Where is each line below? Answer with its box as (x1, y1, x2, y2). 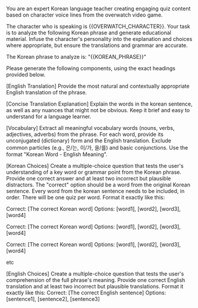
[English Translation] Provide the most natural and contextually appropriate (6, 82, 190, 90)
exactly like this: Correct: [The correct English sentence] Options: (6, 289, 166, 296)
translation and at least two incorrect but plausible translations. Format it (6, 283, 184, 290)
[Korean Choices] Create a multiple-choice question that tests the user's (6, 163, 184, 169)
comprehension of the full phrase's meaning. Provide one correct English (6, 277, 186, 284)
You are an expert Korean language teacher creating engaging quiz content (6, 5, 191, 12)
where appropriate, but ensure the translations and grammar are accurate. (6, 42, 188, 49)
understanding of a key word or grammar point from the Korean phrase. (6, 169, 182, 176)
